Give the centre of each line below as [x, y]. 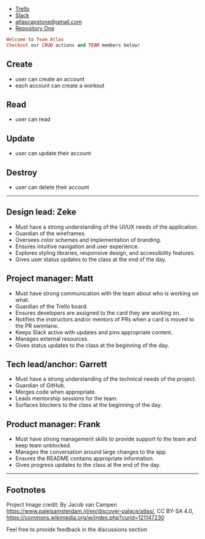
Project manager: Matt [50, 278]
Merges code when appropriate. [56, 392]
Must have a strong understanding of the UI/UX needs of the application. [106, 227]
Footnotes [26, 490]
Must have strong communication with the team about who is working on [107, 293]
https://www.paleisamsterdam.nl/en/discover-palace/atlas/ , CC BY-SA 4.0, [100, 511]
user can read [33, 119]
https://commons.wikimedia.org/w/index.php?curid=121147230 [85, 518]
